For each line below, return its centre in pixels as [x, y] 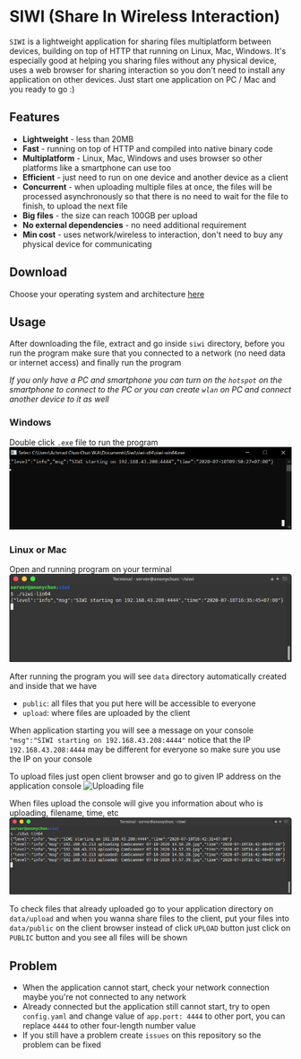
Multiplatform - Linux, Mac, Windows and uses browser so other [142, 158]
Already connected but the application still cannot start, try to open [146, 1007]
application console [46, 786]
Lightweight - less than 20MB [78, 139]
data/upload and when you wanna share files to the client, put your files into [149, 919]
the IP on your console [51, 759]
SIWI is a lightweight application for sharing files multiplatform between [140, 41]
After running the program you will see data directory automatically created [148, 676]
